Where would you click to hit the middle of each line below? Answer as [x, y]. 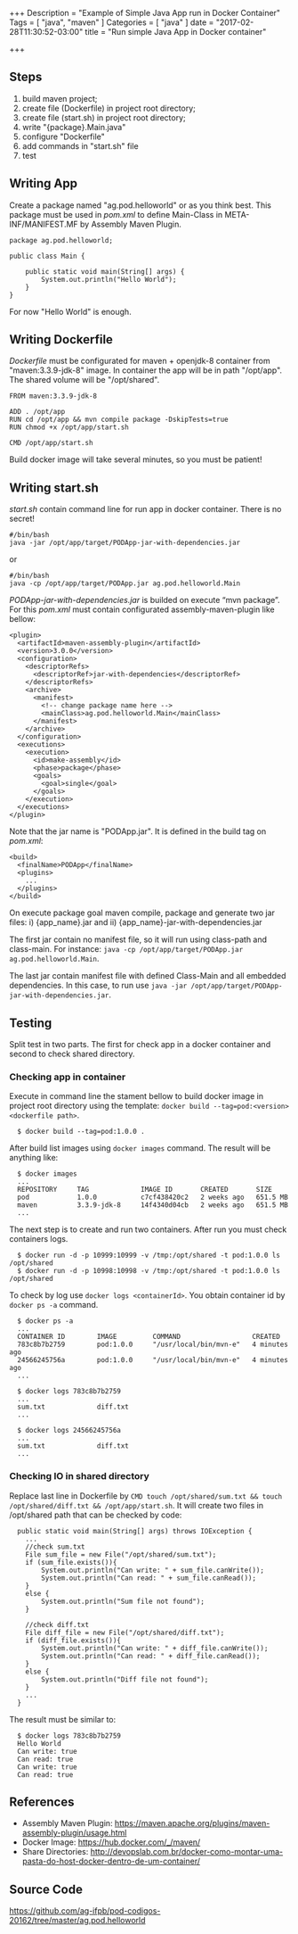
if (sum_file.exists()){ [71, 1562]
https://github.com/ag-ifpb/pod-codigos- [85, 1911]
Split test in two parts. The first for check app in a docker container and [140, 1045]
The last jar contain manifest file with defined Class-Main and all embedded [148, 976]
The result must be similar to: [63, 1719]
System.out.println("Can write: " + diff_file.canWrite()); [155, 1648]
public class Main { [48, 256]
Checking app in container [68, 1077]
